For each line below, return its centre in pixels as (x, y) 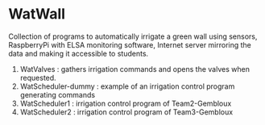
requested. (38, 77)
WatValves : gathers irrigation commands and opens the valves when (135, 69)
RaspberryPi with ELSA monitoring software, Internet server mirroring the (130, 44)
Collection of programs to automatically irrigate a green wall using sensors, (133, 36)
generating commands (57, 94)
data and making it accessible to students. (79, 53)
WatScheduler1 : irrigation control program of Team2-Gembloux (126, 103)
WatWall (37, 14)
